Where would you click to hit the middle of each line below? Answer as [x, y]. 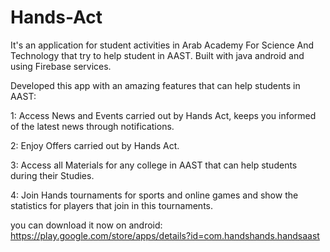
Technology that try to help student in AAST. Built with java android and [157, 55]
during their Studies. [52, 175]
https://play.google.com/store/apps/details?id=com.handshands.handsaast [165, 235]
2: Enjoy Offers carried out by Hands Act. [95, 145]
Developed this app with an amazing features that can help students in [155, 85]
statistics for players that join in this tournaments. [112, 205]
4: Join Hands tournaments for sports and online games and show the [154, 195]
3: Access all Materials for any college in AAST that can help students [154, 165]
